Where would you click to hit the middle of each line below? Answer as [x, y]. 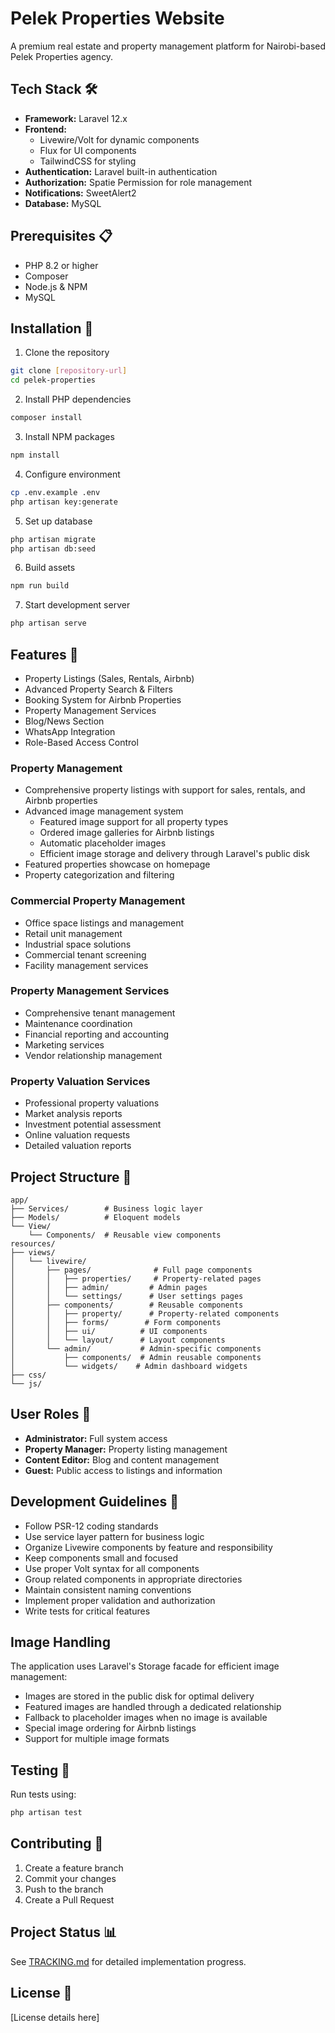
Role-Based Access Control [81, 742]
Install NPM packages [69, 436]
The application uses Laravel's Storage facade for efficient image [145, 1666]
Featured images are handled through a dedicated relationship [153, 1707]
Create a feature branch [74, 1868]
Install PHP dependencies [78, 399]
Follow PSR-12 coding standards [91, 1526]
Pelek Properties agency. [62, 56]
